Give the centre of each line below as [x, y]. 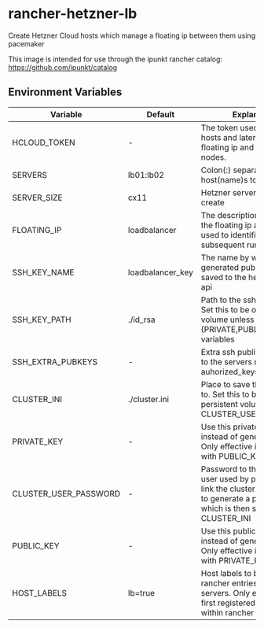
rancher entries [229, 583]
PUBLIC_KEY [36, 545]
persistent [219, 404]
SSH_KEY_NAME [43, 272]
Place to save [225, 384]
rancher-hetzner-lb [73, 14]
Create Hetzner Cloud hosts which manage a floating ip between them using [132, 35]
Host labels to [226, 573]
